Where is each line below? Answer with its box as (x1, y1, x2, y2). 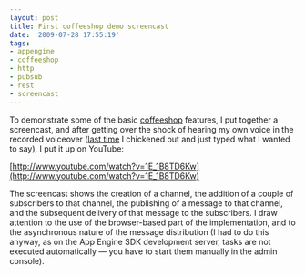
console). (9, 255, 45, 266)
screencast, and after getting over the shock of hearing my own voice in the (9, 123, 294, 134)
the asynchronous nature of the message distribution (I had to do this (9, 226, 269, 237)
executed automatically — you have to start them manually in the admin (9, 246, 278, 257)
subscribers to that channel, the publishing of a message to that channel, (9, 197, 284, 209)
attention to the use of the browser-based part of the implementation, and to (9, 217, 296, 228)
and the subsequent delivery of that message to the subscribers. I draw (9, 207, 278, 218)
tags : (9, 38, 30, 48)
